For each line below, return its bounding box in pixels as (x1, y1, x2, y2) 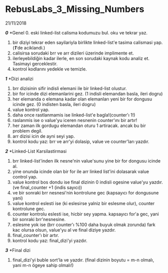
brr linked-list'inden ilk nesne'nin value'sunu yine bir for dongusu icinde (12, 157, 161, 163)
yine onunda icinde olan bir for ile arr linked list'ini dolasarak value (12, 168, 149, 174)
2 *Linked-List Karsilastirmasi (5, 148, 67, 154)
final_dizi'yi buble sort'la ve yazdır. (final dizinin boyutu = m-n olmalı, (12, 256, 154, 263)
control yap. (12, 173, 38, 179)
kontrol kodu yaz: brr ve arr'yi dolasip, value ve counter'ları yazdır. (12, 138, 149, 144)
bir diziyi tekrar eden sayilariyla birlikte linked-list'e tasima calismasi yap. (12, 39, 163, 45)
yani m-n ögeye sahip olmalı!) (12, 262, 74, 268)
